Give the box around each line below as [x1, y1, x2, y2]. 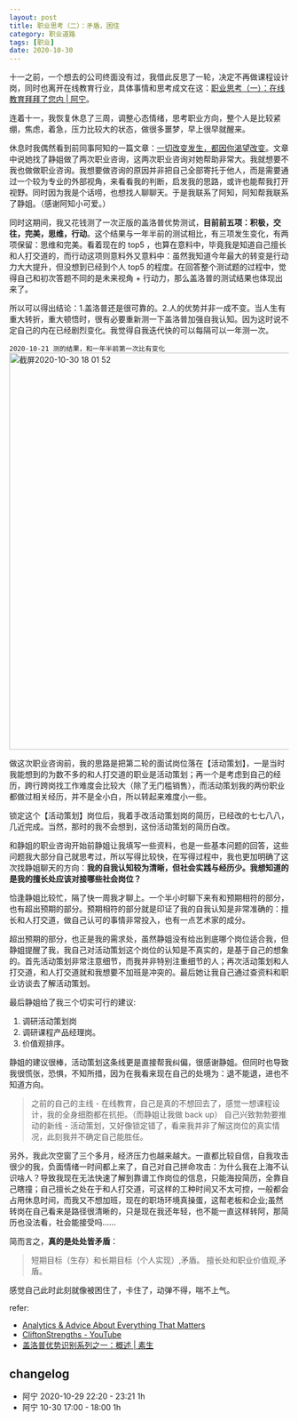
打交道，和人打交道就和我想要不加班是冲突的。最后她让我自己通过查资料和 [9, 967, 281, 978]
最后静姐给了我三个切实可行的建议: [9, 997, 137, 1008]
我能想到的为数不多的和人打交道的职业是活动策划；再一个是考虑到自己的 [9, 769, 273, 780]
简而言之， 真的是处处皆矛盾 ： [9, 1236, 118, 1247]
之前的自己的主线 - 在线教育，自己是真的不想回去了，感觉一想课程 [30, 1098, 273, 1109]
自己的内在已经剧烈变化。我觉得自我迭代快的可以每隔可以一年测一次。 [16, 325, 273, 336]
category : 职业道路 [9, 29, 76, 38]
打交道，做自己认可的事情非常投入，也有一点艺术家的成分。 [32, 915, 250, 926]
